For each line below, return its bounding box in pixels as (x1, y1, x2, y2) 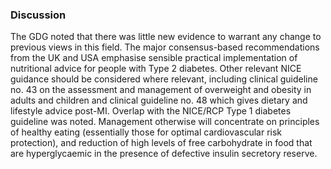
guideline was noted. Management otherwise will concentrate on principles (10, 116, 320, 128)
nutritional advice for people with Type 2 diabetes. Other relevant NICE (10, 63, 302, 75)
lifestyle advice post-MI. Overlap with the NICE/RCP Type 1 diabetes (10, 105, 292, 117)
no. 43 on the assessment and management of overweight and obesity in (10, 84, 312, 96)
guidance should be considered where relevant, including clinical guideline (10, 73, 318, 85)
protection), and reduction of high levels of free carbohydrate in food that (10, 137, 313, 149)
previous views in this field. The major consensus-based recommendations (10, 41, 320, 53)
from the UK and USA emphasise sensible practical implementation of (10, 52, 298, 64)
